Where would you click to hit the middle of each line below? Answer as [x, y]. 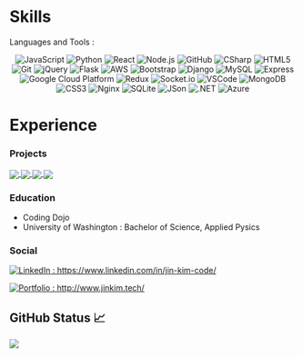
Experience [53, 125]
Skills [30, 17]
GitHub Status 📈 [58, 318]
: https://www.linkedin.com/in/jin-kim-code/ [134, 271]
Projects [28, 154]
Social [24, 250]
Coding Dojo [46, 217]
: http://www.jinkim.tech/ [99, 288]
